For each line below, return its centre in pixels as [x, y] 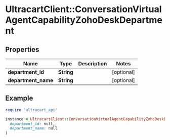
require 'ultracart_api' [31, 110]
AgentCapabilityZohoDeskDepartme [84, 20]
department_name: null [34, 128]
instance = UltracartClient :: [37, 119]
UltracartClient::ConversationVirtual [83, 9]
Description [93, 63]
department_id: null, [33, 124]
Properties [22, 49]
